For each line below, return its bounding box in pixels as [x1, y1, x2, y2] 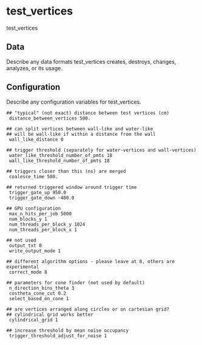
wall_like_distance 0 [8, 136, 64, 142]
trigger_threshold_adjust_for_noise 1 [8, 332, 107, 339]
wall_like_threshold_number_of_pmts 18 [8, 158, 110, 164]
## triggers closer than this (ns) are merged [6, 168, 126, 174]
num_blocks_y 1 [8, 216, 47, 222]
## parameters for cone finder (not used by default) [6, 280, 146, 286]
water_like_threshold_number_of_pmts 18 [8, 152, 113, 158]
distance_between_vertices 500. [8, 115, 91, 121]
